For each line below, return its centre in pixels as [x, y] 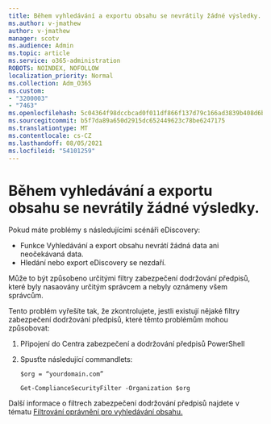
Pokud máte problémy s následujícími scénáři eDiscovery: [104, 230]
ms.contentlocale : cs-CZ [50, 135]
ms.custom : [27, 91]
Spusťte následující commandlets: [76, 360]
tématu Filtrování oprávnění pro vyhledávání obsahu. [96, 412]
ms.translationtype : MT [48, 128]
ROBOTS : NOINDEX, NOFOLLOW [54, 69]
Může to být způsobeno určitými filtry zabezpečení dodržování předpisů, [129, 278]
